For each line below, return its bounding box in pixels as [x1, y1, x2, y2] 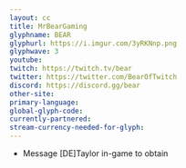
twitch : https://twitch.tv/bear [9, 64, 132, 74]
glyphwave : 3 [9, 47, 59, 56]
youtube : [9, 55, 43, 64]
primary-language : [9, 97, 79, 107]
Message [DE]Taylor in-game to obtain [22, 148, 169, 159]
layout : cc [9, 13, 51, 23]
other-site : [9, 89, 55, 98]
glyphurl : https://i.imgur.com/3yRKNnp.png [9, 38, 178, 48]
